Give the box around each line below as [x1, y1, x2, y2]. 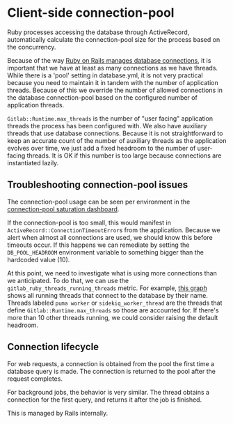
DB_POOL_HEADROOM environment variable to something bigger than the [7, 248, 204, 256]
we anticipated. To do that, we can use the [7, 276, 129, 285]
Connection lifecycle [7, 341, 99, 353]
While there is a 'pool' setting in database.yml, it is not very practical [7, 71, 203, 79]
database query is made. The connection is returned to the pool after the [7, 367, 216, 375]
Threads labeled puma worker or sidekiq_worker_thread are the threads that [7, 298, 223, 307]
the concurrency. [7, 43, 56, 51]
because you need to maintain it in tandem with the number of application [7, 78, 218, 86]
